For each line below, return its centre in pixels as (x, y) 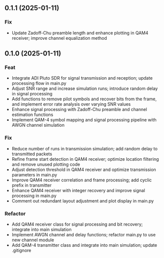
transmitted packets (32, 154)
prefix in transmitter (32, 185)
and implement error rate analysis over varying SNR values (71, 104)
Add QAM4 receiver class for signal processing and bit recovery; (77, 224)
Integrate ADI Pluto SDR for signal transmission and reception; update (82, 78)
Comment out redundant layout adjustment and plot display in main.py (83, 201)
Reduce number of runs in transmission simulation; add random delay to (84, 148)
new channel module (33, 240)
